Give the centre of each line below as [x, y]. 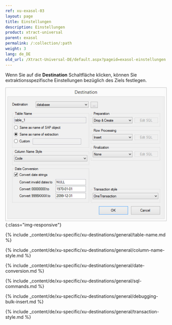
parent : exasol [21, 38]
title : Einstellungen [28, 22]
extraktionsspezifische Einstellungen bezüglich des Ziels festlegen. [76, 80]
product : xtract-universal [34, 33]
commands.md [21, 287]
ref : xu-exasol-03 [25, 11]
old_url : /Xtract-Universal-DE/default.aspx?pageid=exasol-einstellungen [86, 59]
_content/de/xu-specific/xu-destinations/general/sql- [85, 281]
